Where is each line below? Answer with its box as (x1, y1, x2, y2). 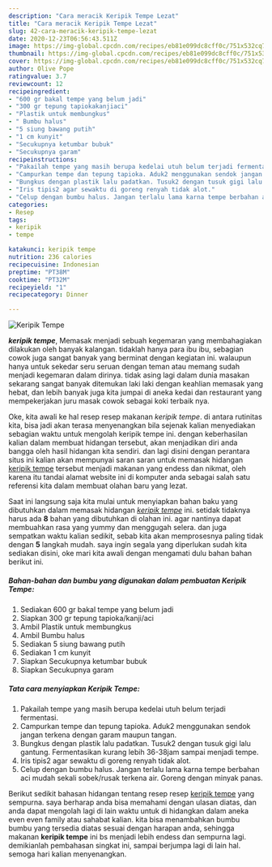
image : (8, 42, 31, 50)
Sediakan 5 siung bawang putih (19, 639, 125, 649)
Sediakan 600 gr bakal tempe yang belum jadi (19, 605, 174, 615)
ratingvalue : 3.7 (8, 72, 67, 80)
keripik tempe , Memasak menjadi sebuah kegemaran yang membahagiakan (8, 336, 262, 346)
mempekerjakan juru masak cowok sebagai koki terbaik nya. (8, 396, 210, 406)
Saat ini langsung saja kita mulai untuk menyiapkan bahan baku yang (8, 497, 238, 507)
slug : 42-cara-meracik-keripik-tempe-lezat (8, 27, 158, 35)
